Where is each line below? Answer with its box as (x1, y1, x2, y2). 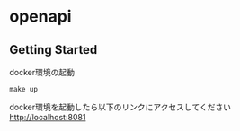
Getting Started (9, 42, 98, 57)
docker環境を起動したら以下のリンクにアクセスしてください (9, 101, 232, 112)
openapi (9, 6, 72, 27)
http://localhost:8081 (9, 112, 86, 122)
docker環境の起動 (9, 67, 75, 77)
